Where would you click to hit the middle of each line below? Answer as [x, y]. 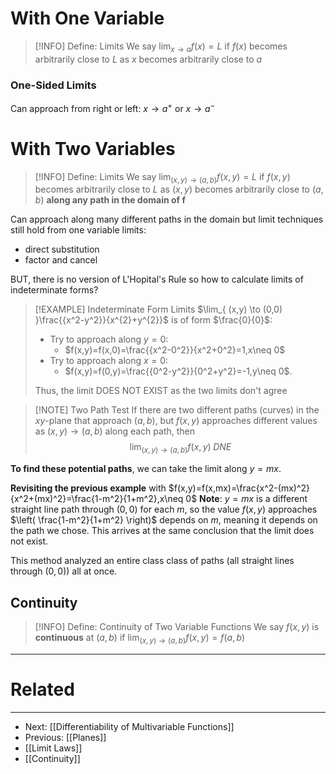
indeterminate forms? [54, 290]
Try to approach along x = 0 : [109, 361]
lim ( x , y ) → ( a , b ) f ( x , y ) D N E [180, 448]
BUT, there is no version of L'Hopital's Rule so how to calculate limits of [157, 279]
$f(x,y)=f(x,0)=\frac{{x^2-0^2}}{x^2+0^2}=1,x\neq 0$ [175, 350]
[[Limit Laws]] [53, 748]
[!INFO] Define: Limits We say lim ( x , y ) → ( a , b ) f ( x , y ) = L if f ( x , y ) [162, 177]
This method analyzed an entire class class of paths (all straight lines [152, 561]
